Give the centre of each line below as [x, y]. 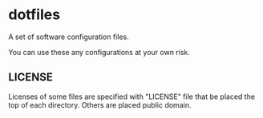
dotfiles [34, 15]
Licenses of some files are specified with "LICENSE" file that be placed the [131, 96]
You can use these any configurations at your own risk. [99, 52]
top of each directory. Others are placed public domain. [100, 104]
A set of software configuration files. [69, 37]
